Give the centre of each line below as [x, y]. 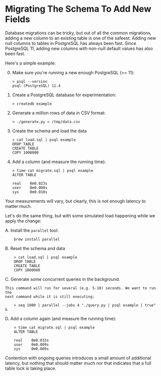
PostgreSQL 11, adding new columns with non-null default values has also [79, 48]
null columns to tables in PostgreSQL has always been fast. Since [71, 43]
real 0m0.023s [30, 183]
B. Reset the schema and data [35, 248]
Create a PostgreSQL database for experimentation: [64, 95]
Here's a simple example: [30, 63]
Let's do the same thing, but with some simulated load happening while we [80, 215]
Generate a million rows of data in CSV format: [59, 113]
